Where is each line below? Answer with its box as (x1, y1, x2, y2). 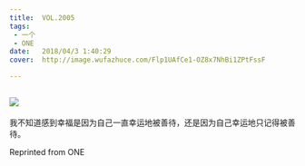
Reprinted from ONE (9, 146, 85, 157)
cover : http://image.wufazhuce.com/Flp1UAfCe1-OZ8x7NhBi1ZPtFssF (9, 55, 266, 64)
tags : (9, 22, 30, 31)
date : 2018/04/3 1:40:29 (9, 47, 112, 56)
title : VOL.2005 (9, 13, 75, 23)
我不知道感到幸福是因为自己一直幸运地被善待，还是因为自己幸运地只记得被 (9, 117, 288, 128)
